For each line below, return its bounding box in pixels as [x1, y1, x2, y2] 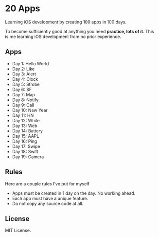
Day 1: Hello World [12, 60, 49, 66]
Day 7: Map [12, 91, 35, 97]
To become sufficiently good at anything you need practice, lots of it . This [5, 28, 154, 34]
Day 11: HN [12, 112, 34, 118]
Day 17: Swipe [12, 143, 40, 149]
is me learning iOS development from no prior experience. [5, 34, 122, 39]
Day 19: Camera [12, 154, 44, 160]
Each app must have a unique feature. [12, 195, 88, 201]
